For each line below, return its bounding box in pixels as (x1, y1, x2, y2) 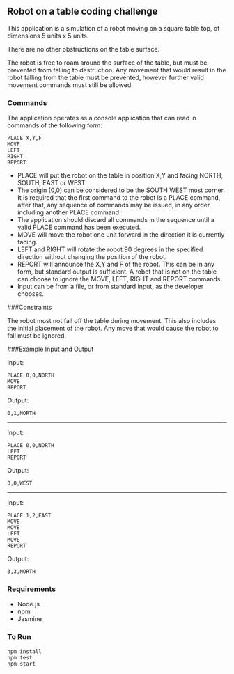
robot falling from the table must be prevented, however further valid (7, 73, 204, 81)
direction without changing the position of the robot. (17, 253, 167, 261)
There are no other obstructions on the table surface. (7, 45, 160, 53)
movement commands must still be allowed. (7, 80, 134, 89)
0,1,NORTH (7, 410, 36, 417)
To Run (7, 632, 31, 642)
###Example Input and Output (7, 345, 94, 354)
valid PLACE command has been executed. (17, 223, 141, 232)
